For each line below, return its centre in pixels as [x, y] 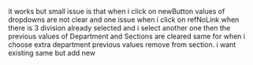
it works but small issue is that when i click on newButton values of [117, 11]
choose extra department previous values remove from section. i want [122, 45]
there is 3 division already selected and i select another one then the [119, 28]
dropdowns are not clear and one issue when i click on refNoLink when [124, 20]
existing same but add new [52, 53]
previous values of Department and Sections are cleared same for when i [127, 36]
